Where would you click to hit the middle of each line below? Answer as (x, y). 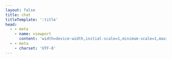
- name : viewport (33, 34)
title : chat (18, 15)
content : (28, 39)
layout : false (20, 10)
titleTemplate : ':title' (32, 19)
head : (11, 24)
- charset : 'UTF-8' (35, 48)
